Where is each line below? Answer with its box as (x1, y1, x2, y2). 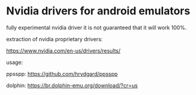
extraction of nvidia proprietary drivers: (6, 35, 103, 42)
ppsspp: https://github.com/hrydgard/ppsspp (6, 70, 118, 77)
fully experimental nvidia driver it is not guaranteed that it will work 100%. (6, 24, 187, 31)
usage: (6, 59, 23, 66)
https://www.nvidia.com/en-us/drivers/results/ (6, 47, 121, 54)
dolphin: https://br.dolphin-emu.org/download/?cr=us (6, 82, 138, 89)
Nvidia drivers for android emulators (6, 4, 191, 18)
